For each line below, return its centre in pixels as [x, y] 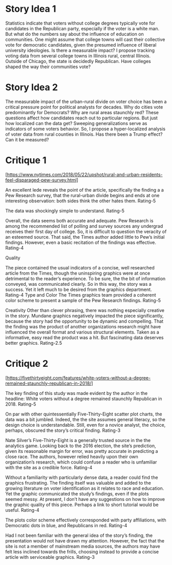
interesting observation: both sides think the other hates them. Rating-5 [81, 201]
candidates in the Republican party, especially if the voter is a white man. [82, 28]
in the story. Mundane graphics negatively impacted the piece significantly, [84, 316]
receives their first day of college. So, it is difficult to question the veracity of [86, 232]
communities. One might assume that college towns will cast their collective [85, 39]
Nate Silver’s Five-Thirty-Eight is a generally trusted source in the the [78, 440]
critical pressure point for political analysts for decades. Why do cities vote [84, 107]
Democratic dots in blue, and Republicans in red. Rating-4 [66, 525]
